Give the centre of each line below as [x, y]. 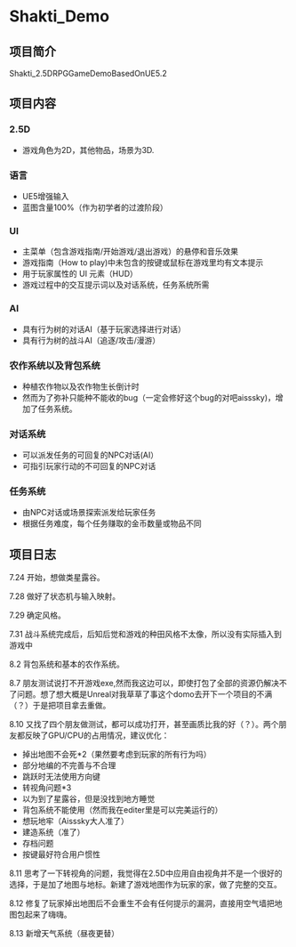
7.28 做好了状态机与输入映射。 [65, 596]
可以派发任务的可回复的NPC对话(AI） [90, 455]
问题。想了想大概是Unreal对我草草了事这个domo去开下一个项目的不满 [144, 694]
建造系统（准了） [53, 832]
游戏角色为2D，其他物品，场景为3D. [88, 150]
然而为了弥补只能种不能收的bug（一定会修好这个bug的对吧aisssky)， [148, 397]
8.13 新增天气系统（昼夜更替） [64, 934]
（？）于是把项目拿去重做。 [60, 706]
